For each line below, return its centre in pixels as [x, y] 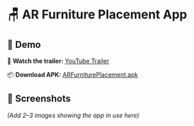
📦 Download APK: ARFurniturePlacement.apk [73, 75]
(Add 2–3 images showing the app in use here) [73, 115]
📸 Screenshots [39, 99]
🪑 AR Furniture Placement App [97, 15]
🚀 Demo [24, 44]
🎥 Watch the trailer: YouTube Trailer [58, 61]
